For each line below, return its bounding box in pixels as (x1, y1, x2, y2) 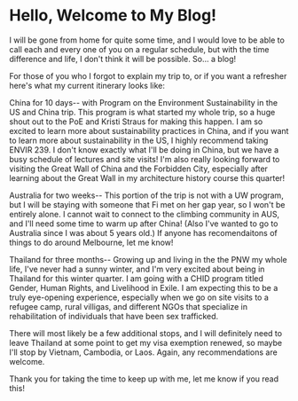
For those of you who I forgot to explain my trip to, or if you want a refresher (9, 70, 287, 81)
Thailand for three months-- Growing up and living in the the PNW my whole (9, 254, 287, 264)
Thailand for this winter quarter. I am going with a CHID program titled (9, 272, 264, 284)
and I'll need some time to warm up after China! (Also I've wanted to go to (9, 218, 278, 229)
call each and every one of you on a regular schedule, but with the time (9, 43, 270, 54)
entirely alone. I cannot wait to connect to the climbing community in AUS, (9, 208, 280, 219)
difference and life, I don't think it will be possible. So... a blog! (9, 53, 237, 64)
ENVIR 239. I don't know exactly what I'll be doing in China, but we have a (9, 144, 279, 155)
